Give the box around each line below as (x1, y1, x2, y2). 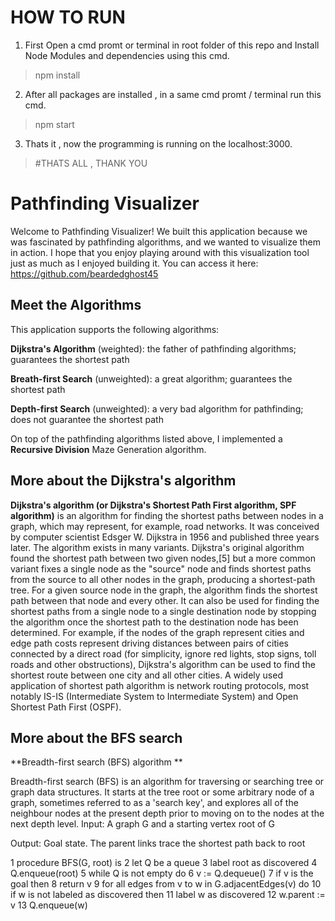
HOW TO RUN (10, 6, 126, 29)
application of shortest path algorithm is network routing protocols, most (10, 679, 310, 691)
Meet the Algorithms (10, 297, 142, 314)
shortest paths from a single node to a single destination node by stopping (10, 605, 317, 617)
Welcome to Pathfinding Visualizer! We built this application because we (10, 225, 308, 237)
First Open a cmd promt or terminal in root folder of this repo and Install (24, 39, 320, 51)
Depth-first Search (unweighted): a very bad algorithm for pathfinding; (10, 402, 304, 415)
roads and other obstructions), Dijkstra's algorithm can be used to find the (10, 658, 316, 670)
